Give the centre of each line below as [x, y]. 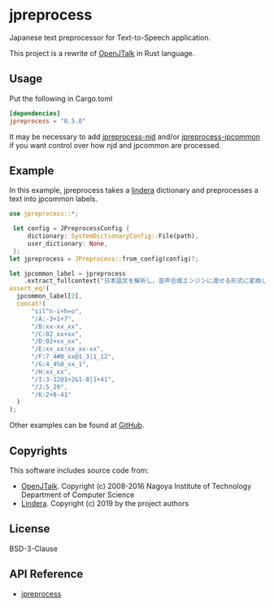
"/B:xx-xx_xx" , [57, 326]
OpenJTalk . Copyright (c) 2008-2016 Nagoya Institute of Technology [136, 486]
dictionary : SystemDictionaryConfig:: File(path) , [113, 236]
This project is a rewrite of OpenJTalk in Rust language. [102, 53]
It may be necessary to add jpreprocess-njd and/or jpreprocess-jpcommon [135, 137]
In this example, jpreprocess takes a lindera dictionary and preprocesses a [134, 190]
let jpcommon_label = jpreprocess [68, 273]
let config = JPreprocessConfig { [71, 229]
